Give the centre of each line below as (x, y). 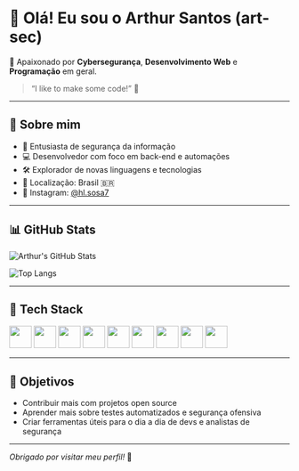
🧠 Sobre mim (45, 125)
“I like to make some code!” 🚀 (85, 88)
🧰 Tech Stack (46, 309)
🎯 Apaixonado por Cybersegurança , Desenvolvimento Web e (123, 61)
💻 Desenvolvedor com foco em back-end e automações (125, 156)
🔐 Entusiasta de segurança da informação (99, 146)
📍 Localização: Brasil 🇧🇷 (69, 183)
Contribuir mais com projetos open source (100, 403)
